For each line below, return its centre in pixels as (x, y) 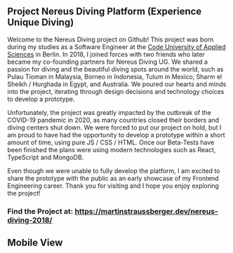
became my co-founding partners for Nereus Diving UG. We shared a (108, 62)
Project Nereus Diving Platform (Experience (105, 12)
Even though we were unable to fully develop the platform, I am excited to (114, 170)
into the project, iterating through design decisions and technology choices (116, 91)
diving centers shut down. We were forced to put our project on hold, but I (114, 127)
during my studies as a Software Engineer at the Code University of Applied (116, 47)
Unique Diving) (41, 23)
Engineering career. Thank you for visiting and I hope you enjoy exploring (113, 186)
